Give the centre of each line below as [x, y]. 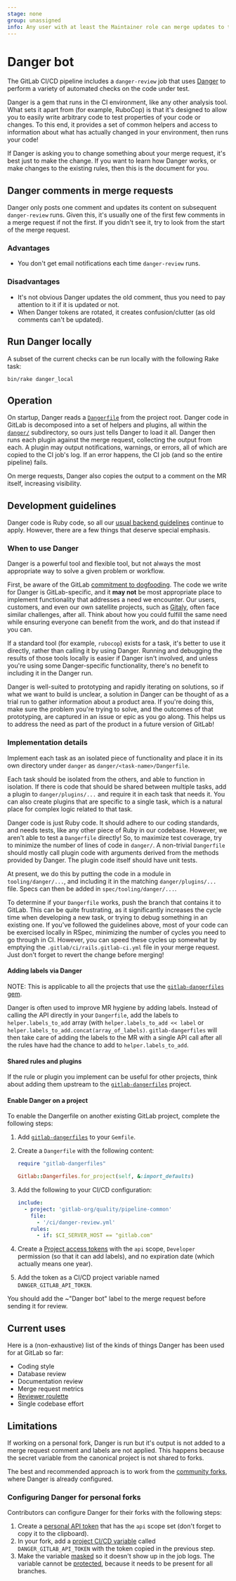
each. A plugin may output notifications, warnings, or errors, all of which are [117, 447]
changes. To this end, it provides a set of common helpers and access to [112, 125]
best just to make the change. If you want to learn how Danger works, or [112, 161]
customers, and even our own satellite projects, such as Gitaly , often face [113, 607]
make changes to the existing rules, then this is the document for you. [108, 168]
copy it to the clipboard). [53, 1534]
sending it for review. [38, 1306]
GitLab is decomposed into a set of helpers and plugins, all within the [107, 425]
